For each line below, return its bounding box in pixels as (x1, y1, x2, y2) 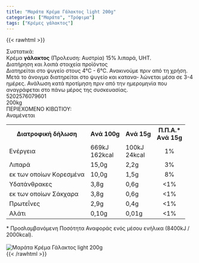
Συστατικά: (6, 48, 34, 55)
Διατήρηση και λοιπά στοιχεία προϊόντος (6, 61, 108, 68)
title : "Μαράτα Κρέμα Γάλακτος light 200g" (6, 8, 117, 15)
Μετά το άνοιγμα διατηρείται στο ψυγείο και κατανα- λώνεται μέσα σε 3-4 (6, 73, 193, 81)
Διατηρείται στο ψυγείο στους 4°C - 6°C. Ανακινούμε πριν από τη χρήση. (6, 67, 188, 74)
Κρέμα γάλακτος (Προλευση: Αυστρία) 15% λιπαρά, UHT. (6, 55, 152, 62)
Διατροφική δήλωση (17, 130, 78, 138)
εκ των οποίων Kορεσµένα (9, 171, 85, 179)
